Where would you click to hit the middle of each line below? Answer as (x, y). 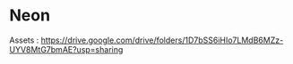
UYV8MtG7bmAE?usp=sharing (66, 49)
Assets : (24, 40)
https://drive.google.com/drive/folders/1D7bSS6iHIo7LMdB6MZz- (162, 40)
